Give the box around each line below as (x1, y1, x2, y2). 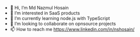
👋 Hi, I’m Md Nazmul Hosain (10, 5, 69, 10)
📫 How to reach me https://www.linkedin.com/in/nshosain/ (10, 26, 135, 32)
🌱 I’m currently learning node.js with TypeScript (10, 15, 110, 21)
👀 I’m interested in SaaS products (10, 10, 80, 16)
